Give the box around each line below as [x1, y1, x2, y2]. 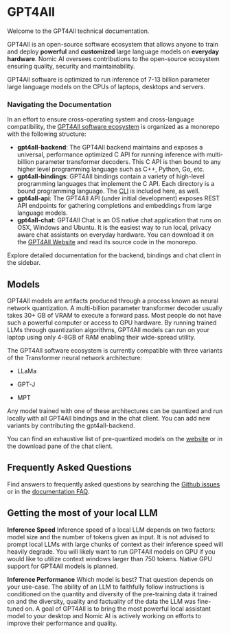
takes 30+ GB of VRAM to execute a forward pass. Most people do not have [7, 312, 222, 320]
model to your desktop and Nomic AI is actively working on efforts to [7, 611, 201, 620]
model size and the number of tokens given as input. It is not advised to [7, 532, 209, 541]
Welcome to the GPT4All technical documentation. [7, 27, 150, 35]
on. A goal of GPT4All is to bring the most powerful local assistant [25, 604, 211, 613]
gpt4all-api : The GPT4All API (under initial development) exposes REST [16, 194, 220, 202]
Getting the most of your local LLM [7, 507, 158, 519]
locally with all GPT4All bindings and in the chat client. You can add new [7, 414, 211, 423]
